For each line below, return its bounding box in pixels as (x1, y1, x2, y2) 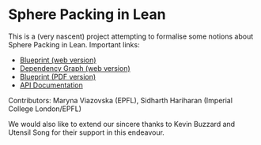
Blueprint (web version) (19, 55, 96, 65)
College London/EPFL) (8, 104, 81, 113)
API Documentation (19, 80, 83, 90)
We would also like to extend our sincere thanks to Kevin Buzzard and (8, 119, 236, 128)
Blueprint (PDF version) (19, 72, 96, 81)
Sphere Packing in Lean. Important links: (8, 39, 140, 49)
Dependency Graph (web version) (19, 63, 130, 72)
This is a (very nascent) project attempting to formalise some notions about (8, 32, 254, 41)
